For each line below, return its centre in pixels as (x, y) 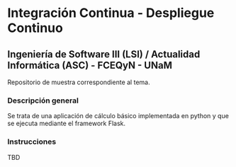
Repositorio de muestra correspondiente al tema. (79, 82)
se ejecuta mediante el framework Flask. (67, 123)
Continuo (35, 28)
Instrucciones (32, 142)
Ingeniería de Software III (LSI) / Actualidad (104, 54)
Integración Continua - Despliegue (111, 13)
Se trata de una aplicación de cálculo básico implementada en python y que (118, 116)
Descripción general (43, 100)
